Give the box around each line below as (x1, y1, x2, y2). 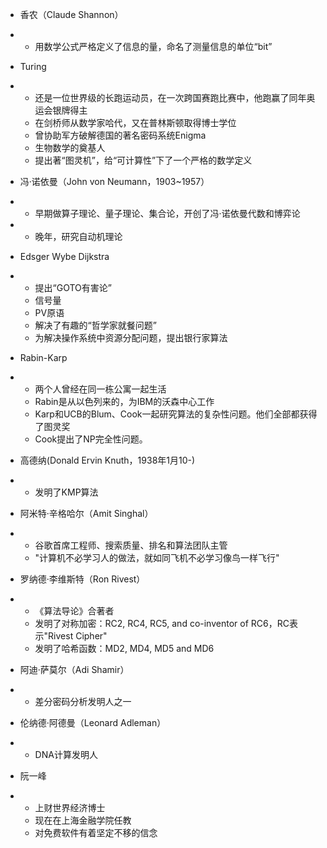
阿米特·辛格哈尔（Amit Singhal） (19, 508, 154, 519)
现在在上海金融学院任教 (34, 814, 132, 826)
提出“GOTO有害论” (34, 282, 112, 293)
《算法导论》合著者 (34, 605, 115, 617)
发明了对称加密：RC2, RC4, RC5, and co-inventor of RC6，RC (34, 618, 290, 629)
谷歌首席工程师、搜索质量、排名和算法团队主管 (34, 539, 228, 551)
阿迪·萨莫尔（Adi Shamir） (19, 664, 130, 675)
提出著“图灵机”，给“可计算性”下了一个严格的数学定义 (34, 154, 253, 166)
